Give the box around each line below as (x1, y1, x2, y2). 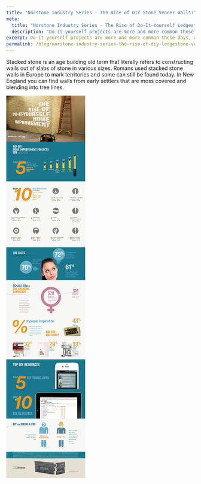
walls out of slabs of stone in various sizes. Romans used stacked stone (6, 65, 184, 72)
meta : (6, 16, 20, 22)
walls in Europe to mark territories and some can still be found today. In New (6, 71, 194, 78)
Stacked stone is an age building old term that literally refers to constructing (6, 59, 193, 65)
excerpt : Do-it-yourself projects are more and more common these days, (6, 35, 191, 41)
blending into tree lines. (6, 84, 65, 91)
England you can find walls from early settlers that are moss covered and (6, 78, 187, 84)
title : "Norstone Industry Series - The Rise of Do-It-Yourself (11, 22, 175, 28)
